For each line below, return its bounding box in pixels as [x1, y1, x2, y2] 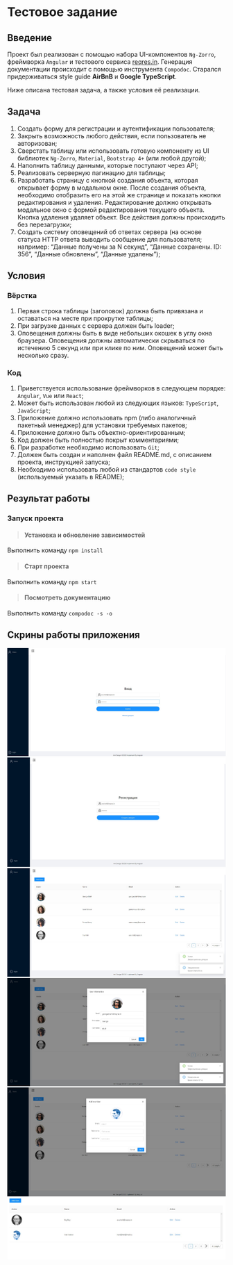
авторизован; [17, 139, 58, 147]
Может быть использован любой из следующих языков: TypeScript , [17, 399, 219, 407]
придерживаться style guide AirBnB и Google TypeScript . [7, 72, 177, 81]
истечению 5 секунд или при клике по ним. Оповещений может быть [17, 343, 223, 352]
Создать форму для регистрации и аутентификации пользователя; [17, 124, 216, 133]
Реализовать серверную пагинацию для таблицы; [17, 168, 166, 177]
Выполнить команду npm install [7, 546, 103, 554]
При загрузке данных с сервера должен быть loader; [17, 321, 175, 330]
